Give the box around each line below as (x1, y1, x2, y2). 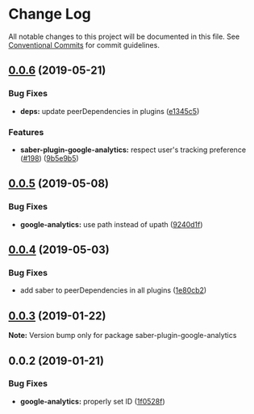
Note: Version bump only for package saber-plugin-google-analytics (8, 331, 237, 340)
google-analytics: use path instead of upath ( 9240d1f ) (19, 219, 203, 229)
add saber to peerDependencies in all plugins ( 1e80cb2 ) (19, 285, 207, 295)
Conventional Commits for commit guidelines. (8, 40, 160, 49)
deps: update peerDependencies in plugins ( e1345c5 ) (19, 106, 200, 116)
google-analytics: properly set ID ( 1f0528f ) (19, 396, 165, 406)
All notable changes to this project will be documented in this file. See (8, 32, 240, 41)
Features (8, 126, 44, 137)
